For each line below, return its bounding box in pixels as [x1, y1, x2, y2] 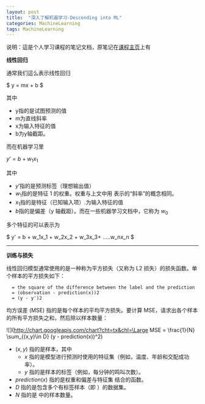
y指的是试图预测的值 [15, 107, 67, 115]
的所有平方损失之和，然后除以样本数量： [6, 314, 108, 322]
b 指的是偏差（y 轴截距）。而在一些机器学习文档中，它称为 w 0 [15, 207, 168, 216]
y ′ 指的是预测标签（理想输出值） [15, 182, 95, 190]
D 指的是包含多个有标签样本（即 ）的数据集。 [15, 384, 129, 391]
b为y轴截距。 [15, 130, 49, 137]
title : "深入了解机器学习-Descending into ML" [6, 15, 122, 21]
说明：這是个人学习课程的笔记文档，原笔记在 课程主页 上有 [6, 43, 151, 51]
